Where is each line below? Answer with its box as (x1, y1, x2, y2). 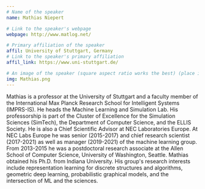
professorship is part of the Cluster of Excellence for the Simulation (6, 112, 176, 119)
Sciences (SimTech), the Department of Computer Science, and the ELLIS (6, 118, 192, 126)
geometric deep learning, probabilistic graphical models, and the (6, 170, 169, 177)
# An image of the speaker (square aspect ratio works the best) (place (6, 70, 195, 76)
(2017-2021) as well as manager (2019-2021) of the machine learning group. (6, 138, 197, 145)
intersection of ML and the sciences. (6, 177, 99, 184)
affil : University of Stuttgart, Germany (6, 48, 113, 54)
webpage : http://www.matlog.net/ (6, 31, 92, 37)
